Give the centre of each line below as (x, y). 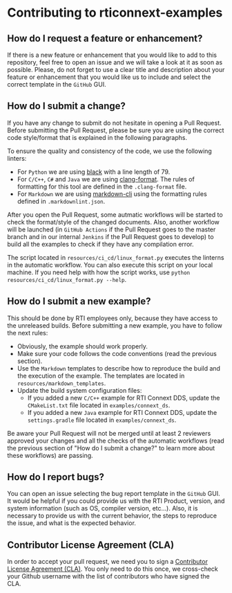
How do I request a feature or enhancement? (105, 38)
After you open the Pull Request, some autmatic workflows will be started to (115, 214)
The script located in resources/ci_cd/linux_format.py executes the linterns (116, 257)
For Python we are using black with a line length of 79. (94, 172)
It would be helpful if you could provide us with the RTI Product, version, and (116, 501)
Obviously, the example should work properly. (83, 346)
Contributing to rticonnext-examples (115, 13)
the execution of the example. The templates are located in (101, 375)
